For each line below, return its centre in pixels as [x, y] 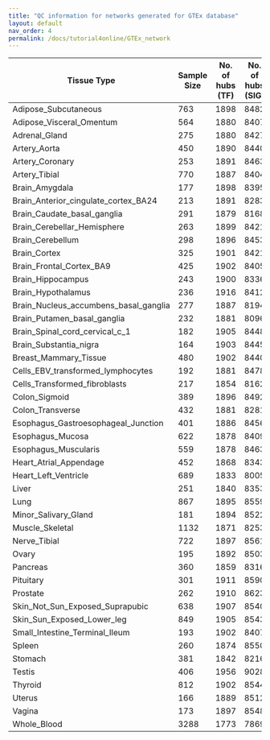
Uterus [25, 698]
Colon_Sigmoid [41, 397]
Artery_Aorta [36, 148]
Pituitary [28, 581]
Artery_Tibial [36, 175]
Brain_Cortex [37, 253]
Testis [24, 672]
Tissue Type [91, 81]
